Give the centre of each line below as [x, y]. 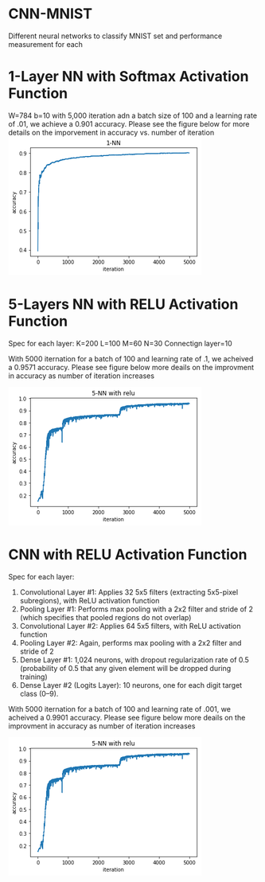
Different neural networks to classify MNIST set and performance [115, 36]
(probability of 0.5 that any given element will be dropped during [125, 668]
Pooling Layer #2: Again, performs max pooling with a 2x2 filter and [131, 642]
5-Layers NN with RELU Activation [123, 304]
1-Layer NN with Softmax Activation [129, 77]
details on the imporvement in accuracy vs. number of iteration [111, 132]
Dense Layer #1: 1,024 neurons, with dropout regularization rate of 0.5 [134, 660]
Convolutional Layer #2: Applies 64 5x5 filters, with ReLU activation [130, 626]
